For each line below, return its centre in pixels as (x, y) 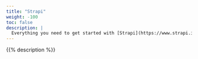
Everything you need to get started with (63, 33)
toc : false (19, 22)
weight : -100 (22, 17)
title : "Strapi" (26, 11)
